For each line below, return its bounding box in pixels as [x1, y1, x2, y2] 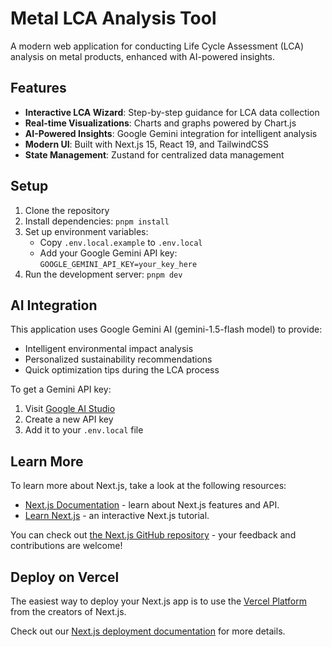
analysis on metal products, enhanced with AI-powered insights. [10, 50, 275, 62]
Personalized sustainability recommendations [24, 353, 213, 366]
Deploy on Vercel [10, 568, 120, 586]
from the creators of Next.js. [10, 606, 127, 617]
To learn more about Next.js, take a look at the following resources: [10, 480, 287, 492]
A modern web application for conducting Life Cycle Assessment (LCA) [10, 40, 304, 52]
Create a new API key [24, 413, 114, 426]
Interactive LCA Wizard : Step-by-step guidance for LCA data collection [24, 106, 320, 118]
